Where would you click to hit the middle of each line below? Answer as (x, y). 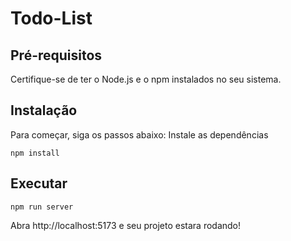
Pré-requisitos (56, 55)
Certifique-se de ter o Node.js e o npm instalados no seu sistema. (146, 79)
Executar (39, 183)
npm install (35, 153)
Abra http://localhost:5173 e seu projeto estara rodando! (126, 225)
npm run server (42, 207)
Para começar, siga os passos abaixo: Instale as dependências (139, 134)
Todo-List (51, 18)
